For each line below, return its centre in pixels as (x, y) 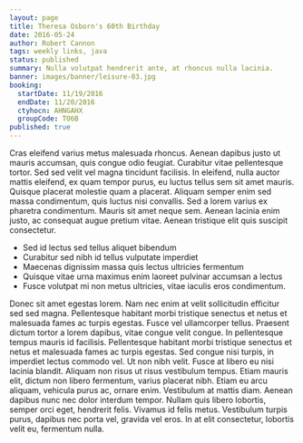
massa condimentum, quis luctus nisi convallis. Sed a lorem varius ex (138, 201)
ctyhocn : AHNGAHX (50, 111)
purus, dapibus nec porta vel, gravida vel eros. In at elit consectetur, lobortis (152, 419)
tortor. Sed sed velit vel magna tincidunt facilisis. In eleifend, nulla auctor (145, 172)
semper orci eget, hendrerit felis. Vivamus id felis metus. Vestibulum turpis (148, 409)
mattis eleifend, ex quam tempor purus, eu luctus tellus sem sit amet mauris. (152, 182)
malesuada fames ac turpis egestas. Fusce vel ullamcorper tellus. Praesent (150, 323)
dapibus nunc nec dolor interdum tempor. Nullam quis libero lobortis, (137, 400)
